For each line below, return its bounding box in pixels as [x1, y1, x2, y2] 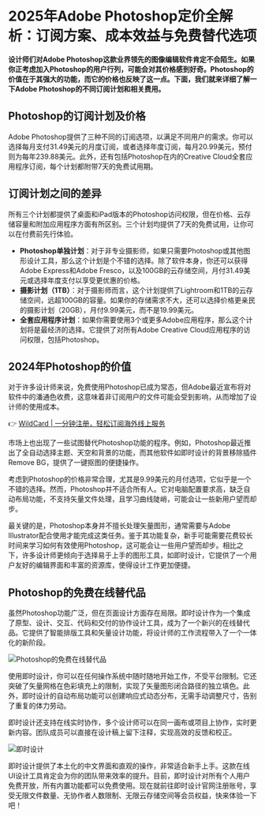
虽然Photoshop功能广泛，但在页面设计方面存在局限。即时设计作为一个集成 [8, 609, 251, 618]
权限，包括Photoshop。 [26, 335, 104, 344]
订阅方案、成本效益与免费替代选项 [35, 27, 258, 45]
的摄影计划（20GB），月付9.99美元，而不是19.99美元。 [19, 305, 199, 314]
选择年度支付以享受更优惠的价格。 [33, 275, 144, 285]
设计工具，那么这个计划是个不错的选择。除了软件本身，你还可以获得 [26, 256, 248, 265]
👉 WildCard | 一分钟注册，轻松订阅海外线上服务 [8, 419, 166, 429]
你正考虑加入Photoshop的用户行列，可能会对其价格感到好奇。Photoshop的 [8, 64, 254, 73]
